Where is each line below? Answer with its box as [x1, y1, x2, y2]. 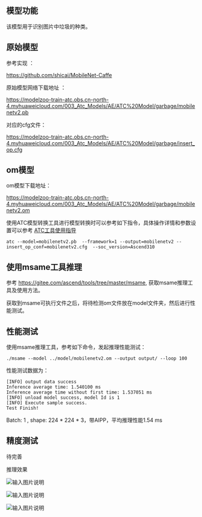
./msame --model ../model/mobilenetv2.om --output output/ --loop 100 [6, 356, 188, 362]
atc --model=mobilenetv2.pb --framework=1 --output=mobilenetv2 [6, 239, 174, 245]
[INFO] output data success [6, 379, 77, 385]
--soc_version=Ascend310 [92, 244, 155, 250]
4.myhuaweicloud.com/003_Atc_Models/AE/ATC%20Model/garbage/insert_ [6, 139, 195, 146]
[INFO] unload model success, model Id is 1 [6, 395, 120, 401]
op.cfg [6, 146, 23, 153]
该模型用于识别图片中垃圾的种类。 [6, 23, 91, 30]
